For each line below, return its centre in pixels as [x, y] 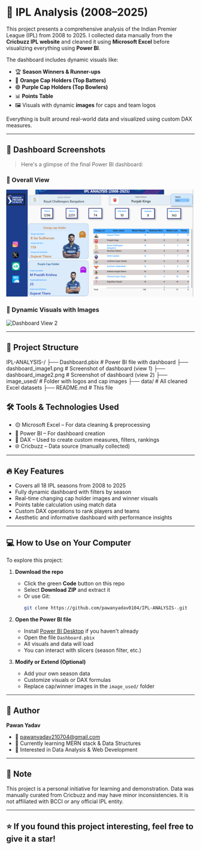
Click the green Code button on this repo [74, 583]
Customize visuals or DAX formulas [67, 680]
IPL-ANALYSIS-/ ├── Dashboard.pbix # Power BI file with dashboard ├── [97, 362]
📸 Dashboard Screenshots [56, 150]
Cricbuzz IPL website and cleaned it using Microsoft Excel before [88, 41]
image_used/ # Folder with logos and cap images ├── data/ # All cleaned [97, 381]
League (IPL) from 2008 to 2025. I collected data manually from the [89, 35]
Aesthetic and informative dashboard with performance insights [93, 517]
